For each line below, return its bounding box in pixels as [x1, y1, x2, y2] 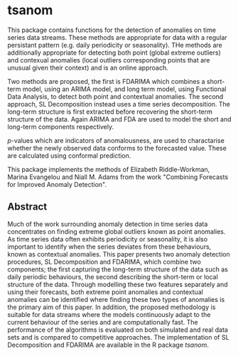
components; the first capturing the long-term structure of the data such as [7, 265, 229, 274]
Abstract [7, 201, 48, 213]
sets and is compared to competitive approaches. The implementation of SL [7, 333, 229, 341]
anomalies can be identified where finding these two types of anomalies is [7, 295, 225, 303]
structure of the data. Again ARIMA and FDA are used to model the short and [7, 114, 232, 123]
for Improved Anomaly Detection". [7, 180, 107, 188]
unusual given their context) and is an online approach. [7, 63, 168, 72]
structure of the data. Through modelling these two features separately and [7, 280, 229, 288]
